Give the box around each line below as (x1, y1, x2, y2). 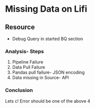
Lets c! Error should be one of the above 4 (5, 98, 91, 104)
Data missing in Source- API (12, 75, 70, 81)
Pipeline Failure (12, 59, 44, 65)
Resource (5, 23, 35, 31)
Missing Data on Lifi (5, 3, 87, 15)
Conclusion (5, 87, 33, 94)
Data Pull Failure (12, 65, 46, 70)
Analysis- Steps (5, 48, 44, 55)
